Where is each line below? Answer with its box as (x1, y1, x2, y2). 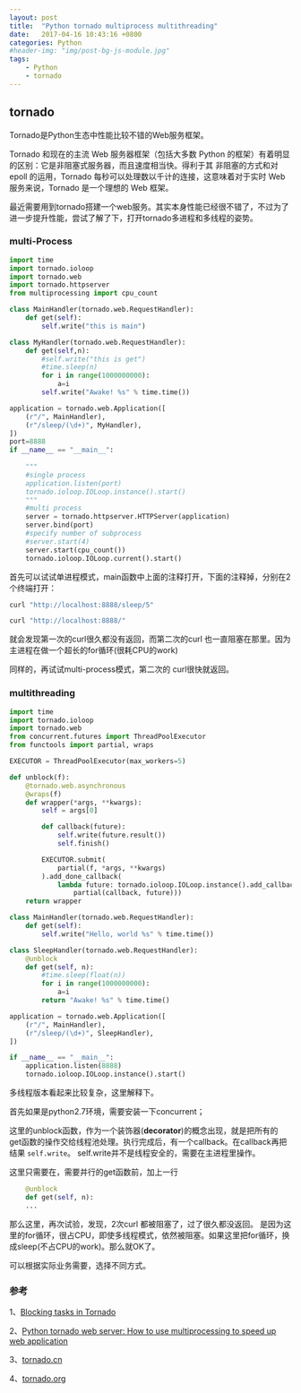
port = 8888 (9, 437, 47, 446)
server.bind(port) (25, 520, 94, 529)
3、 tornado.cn (9, 1354, 63, 1364)
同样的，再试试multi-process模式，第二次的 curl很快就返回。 (9, 664, 235, 675)
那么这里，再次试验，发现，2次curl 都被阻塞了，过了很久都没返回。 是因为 (9, 1218, 284, 1229)
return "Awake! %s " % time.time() (41, 996, 170, 1005)
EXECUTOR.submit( (41, 855, 106, 864)
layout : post (9, 13, 58, 22)
